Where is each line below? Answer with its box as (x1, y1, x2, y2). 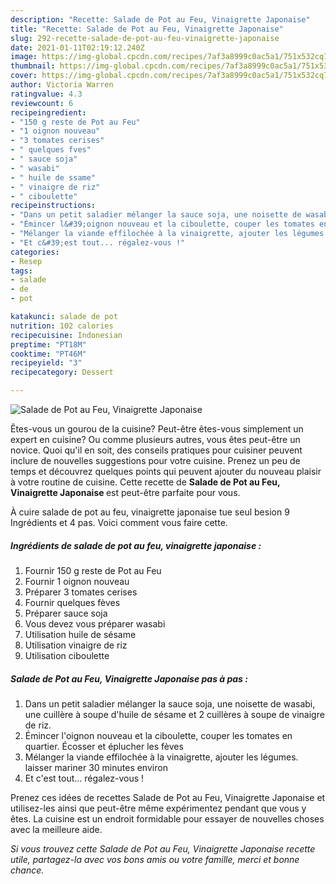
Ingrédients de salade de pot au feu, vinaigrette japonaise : (10, 539, 262, 551)
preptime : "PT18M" (10, 339, 87, 350)
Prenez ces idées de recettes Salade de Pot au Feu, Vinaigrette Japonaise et (10, 791, 326, 803)
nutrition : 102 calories (10, 321, 114, 331)
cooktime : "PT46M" (10, 349, 87, 359)
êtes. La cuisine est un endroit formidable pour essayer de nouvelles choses (10, 812, 325, 825)
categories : (10, 247, 60, 257)
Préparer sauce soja (24, 607, 108, 619)
